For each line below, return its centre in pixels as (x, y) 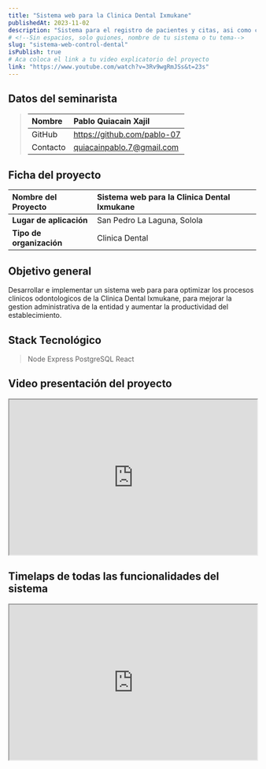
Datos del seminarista (63, 99)
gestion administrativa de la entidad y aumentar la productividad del (118, 307)
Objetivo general (50, 271)
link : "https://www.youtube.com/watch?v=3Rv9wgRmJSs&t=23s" (109, 67)
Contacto (48, 147)
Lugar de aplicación (50, 220)
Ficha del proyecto (55, 175)
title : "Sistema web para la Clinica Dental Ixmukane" (100, 15)
